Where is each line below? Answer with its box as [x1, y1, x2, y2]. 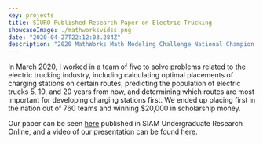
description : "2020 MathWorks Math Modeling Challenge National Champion [8, 41, 255, 49]
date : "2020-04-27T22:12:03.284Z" [8, 33, 122, 41]
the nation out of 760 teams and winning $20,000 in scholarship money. [8, 103, 241, 113]
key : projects [8, 11, 55, 20]
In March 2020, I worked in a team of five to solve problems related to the [8, 62, 246, 71]
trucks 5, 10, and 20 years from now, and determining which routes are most [8, 87, 255, 96]
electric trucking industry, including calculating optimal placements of [8, 70, 234, 80]
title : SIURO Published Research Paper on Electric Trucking [8, 19, 213, 27]
